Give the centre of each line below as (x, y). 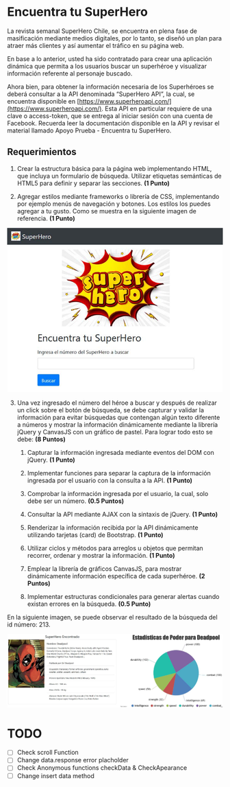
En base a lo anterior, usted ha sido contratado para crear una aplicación (110, 58)
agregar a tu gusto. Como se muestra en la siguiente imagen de (106, 211)
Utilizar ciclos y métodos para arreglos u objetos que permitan (115, 548)
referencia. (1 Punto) (46, 218)
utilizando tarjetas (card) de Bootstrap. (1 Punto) (95, 535)
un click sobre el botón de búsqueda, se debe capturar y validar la (110, 410)
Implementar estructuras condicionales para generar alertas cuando (123, 597)
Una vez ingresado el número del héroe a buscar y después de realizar (117, 403)
